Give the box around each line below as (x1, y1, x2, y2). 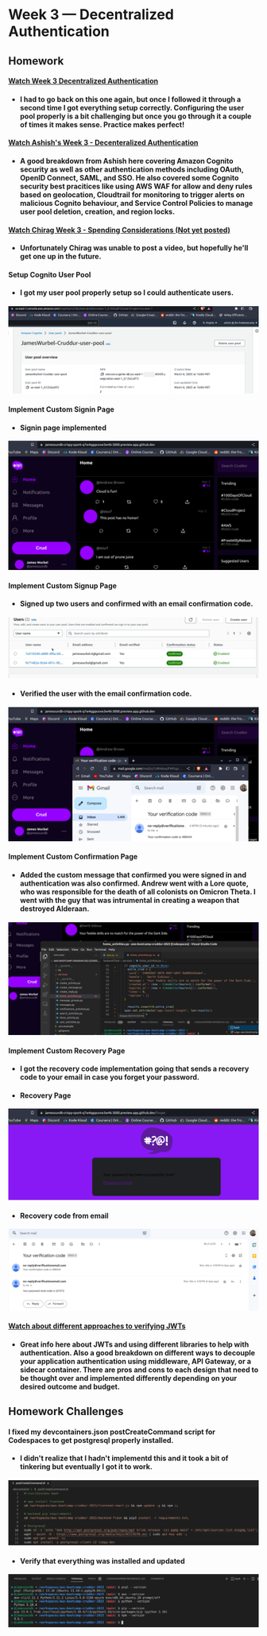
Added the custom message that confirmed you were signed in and (19, 870, 247, 879)
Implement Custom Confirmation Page (8, 852, 138, 862)
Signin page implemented (19, 423, 107, 432)
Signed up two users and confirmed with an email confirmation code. (19, 599, 253, 609)
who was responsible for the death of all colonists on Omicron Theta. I (19, 886, 256, 896)
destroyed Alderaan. (19, 904, 90, 913)
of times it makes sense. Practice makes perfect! (19, 119, 185, 129)
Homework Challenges (8, 1405, 124, 1418)
